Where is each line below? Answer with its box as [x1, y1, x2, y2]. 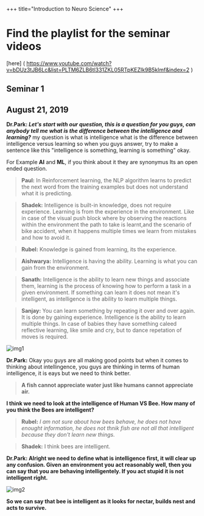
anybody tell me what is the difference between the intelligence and [6, 127, 183, 135]
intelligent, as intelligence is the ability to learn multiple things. [21, 295, 178, 303]
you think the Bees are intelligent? [6, 406, 94, 414]
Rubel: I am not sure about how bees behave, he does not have [21, 418, 181, 426]
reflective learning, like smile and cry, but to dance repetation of [21, 326, 182, 334]
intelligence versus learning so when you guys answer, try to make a [6, 140, 178, 148]
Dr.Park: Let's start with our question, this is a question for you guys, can [6, 121, 196, 128]
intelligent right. [6, 474, 48, 481]
